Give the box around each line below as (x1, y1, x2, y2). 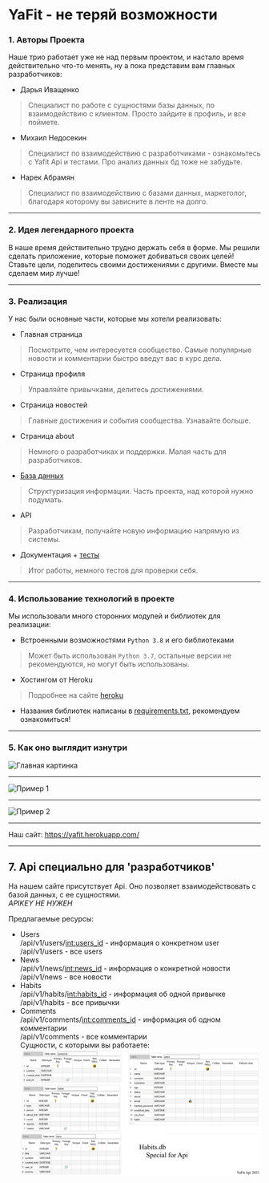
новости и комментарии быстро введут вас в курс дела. (27, 354, 223, 363)
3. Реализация (8, 295, 68, 306)
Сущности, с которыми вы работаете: (19, 1040, 150, 1050)
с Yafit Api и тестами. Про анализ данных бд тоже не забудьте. (27, 157, 243, 167)
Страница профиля (19, 369, 86, 379)
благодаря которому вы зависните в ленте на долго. (27, 196, 208, 206)
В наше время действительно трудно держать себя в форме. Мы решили (8, 242, 260, 252)
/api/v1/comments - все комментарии (19, 1032, 147, 1042)
